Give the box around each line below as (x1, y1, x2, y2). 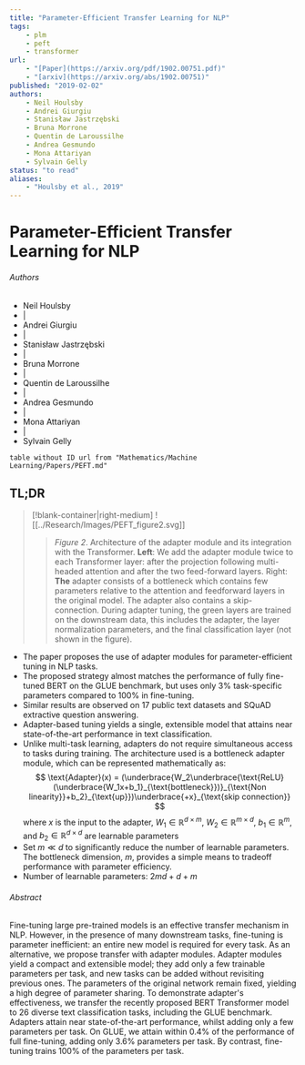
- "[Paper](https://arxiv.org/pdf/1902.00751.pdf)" (25, 65, 226, 74)
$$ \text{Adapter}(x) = (35, 772, 120, 783)
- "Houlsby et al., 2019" (25, 183, 125, 192)
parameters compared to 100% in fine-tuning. (22, 690, 195, 701)
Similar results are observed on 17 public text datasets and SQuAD (22, 700, 271, 711)
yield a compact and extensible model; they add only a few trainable (9, 958, 266, 969)
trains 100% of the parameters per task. (35, 1046, 185, 1057)
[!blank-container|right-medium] (31, 510, 154, 521)
